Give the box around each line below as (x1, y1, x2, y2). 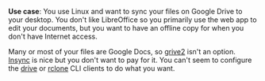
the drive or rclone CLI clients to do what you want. (8, 64, 175, 73)
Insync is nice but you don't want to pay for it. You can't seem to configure (8, 55, 252, 64)
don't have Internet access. (8, 31, 98, 41)
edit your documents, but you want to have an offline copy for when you (8, 24, 244, 32)
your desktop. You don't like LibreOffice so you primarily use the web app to (8, 15, 257, 24)
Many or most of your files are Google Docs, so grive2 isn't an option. (8, 47, 236, 56)
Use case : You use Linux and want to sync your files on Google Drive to (8, 7, 243, 16)
